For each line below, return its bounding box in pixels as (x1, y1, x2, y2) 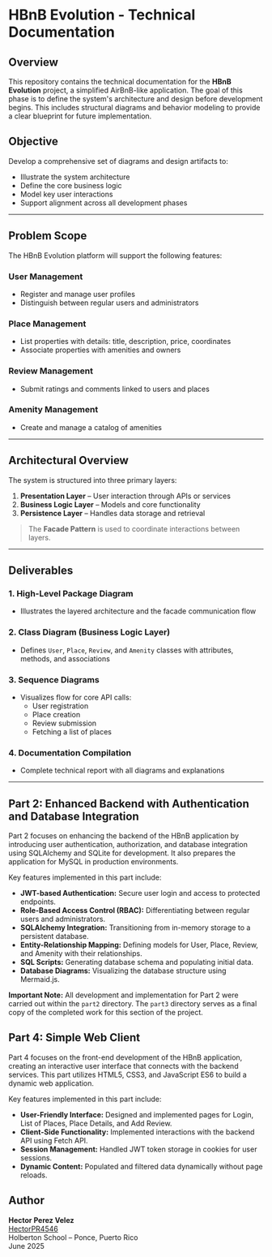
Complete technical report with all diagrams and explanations (19, 765, 225, 776)
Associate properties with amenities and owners (19, 345, 181, 355)
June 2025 (8, 1241, 45, 1251)
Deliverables (8, 564, 74, 578)
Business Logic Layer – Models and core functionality (19, 499, 201, 509)
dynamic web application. (8, 1078, 95, 1088)
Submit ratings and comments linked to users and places (19, 384, 210, 394)
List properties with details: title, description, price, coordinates (19, 337, 232, 347)
